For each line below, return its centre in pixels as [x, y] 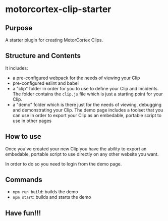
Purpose [19, 28]
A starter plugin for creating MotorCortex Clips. [54, 40]
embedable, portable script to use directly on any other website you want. [82, 154]
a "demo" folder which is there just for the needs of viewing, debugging [87, 104]
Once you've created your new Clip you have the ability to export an [76, 149]
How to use [23, 136]
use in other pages [32, 121]
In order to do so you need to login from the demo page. [64, 164]
